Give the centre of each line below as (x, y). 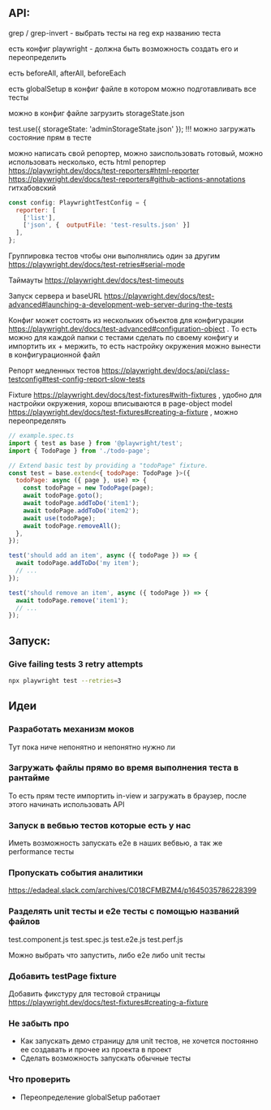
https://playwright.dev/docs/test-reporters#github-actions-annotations (127, 179)
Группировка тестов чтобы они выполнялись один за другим (114, 256)
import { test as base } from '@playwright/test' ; (96, 443)
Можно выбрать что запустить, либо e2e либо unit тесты (107, 955)
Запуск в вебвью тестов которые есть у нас (100, 825)
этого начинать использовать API (67, 804)
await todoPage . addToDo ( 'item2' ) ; (81, 511)
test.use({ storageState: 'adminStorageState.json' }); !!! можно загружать (132, 128)
